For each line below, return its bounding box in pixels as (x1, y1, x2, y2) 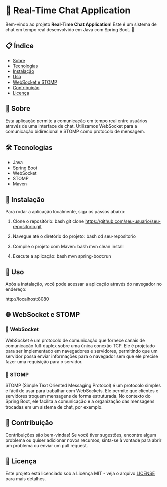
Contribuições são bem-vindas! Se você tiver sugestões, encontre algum (5, 432, 157, 438)
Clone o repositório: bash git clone (12, 218, 85, 224)
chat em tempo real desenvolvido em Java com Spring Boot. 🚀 (5, 26, 135, 32)
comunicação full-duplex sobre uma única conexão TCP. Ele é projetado (5, 342, 155, 349)
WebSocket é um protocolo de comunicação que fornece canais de (5, 337, 145, 343)
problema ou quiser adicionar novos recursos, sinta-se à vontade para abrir (5, 437, 162, 443)
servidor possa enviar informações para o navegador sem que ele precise (5, 353, 158, 359)
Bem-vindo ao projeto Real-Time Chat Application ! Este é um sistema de (5, 21, 157, 27)
